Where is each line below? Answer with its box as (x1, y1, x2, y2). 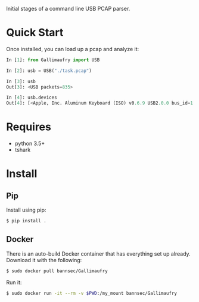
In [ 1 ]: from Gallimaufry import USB (6, 56, 100, 63)
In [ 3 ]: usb (6, 78, 36, 84)
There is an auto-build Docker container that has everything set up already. (6, 250, 191, 257)
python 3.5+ (14, 140, 45, 147)
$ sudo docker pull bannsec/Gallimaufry (6, 268, 108, 274)
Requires (6, 120, 52, 134)
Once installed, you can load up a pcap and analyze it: (6, 45, 139, 52)
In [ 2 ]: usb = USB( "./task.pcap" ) (6, 68, 92, 74)
